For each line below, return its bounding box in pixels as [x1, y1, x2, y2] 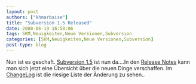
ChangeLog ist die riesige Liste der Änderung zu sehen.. [6, 71, 145, 78]
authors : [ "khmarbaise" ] [6, 14, 68, 20]
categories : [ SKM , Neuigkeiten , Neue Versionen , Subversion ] [6, 36, 154, 42]
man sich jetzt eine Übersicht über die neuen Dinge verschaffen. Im [6, 64, 172, 71]
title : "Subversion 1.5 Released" [6, 20, 93, 26]
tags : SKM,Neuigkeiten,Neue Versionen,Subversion [6, 31, 133, 37]
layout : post [6, 8, 39, 15]
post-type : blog [6, 42, 47, 48]
